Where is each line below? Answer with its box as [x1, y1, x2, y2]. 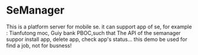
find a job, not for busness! [6, 42, 72, 49]
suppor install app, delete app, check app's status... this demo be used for [6, 35, 188, 43]
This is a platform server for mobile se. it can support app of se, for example [6, 23, 192, 30]
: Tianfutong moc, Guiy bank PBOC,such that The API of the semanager [6, 29, 181, 36]
